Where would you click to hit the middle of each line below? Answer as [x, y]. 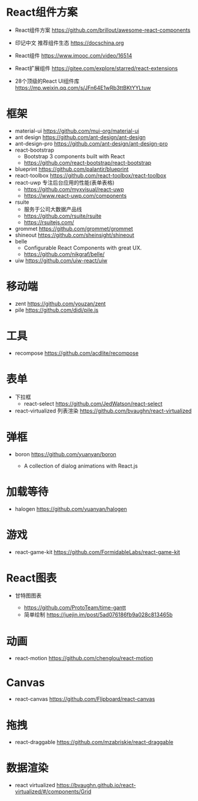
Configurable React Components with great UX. [83, 248]
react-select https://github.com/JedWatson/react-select [93, 403]
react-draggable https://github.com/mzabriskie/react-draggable [94, 742]
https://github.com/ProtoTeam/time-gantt [75, 608]
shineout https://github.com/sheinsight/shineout [74, 235]
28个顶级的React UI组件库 [47, 81]
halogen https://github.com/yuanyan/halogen [71, 509]
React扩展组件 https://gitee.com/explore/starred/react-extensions [96, 68]
